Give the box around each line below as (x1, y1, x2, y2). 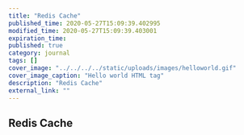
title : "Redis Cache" (8, 11, 82, 20)
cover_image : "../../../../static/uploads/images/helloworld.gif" (8, 64, 237, 72)
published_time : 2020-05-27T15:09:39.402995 (8, 19, 161, 27)
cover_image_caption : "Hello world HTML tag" (8, 72, 164, 80)
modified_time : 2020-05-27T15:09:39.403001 (8, 27, 158, 35)
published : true (8, 42, 63, 50)
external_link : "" (8, 86, 70, 95)
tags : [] (8, 57, 38, 65)
